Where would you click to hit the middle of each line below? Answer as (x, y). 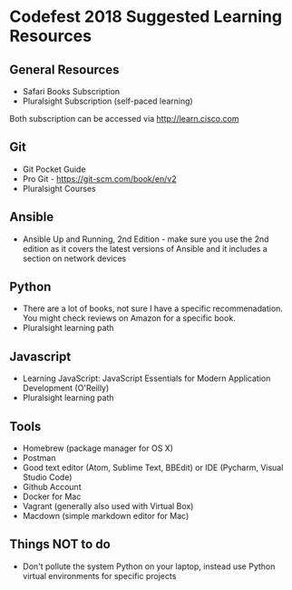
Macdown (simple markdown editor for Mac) (106, 516)
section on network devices (74, 258)
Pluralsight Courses (59, 188)
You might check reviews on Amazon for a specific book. (129, 318)
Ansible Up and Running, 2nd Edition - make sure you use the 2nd (146, 239)
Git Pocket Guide (54, 169)
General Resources (64, 70)
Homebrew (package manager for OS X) (98, 448)
